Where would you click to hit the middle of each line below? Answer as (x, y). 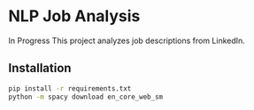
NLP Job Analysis (74, 16)
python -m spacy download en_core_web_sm (86, 97)
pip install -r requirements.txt (70, 88)
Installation (40, 68)
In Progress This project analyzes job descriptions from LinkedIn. (127, 40)
